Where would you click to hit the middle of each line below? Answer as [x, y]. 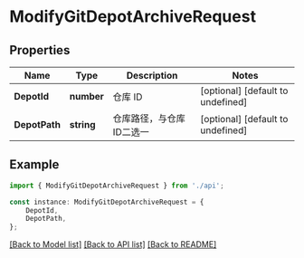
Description [152, 76]
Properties [40, 50]
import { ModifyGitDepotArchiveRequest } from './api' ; [117, 186]
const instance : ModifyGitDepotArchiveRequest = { [107, 202]
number [86, 96]
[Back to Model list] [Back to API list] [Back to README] [113, 244]
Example [34, 165]
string [83, 124]
